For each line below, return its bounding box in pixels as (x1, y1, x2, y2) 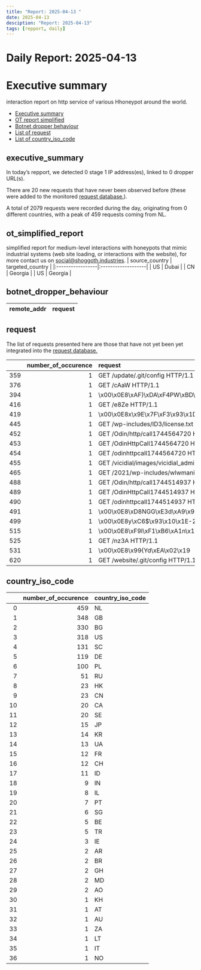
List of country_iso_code (14, 135, 75, 142)
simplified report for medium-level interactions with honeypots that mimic (6, 244, 187, 251)
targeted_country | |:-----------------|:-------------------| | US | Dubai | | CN (6, 263, 195, 270)
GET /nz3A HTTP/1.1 (98, 536, 159, 545)
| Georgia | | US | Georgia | (6, 270, 72, 276)
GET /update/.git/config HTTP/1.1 (98, 371, 194, 379)
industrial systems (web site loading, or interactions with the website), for (6, 251, 187, 257)
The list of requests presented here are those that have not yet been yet (6, 340, 184, 348)
